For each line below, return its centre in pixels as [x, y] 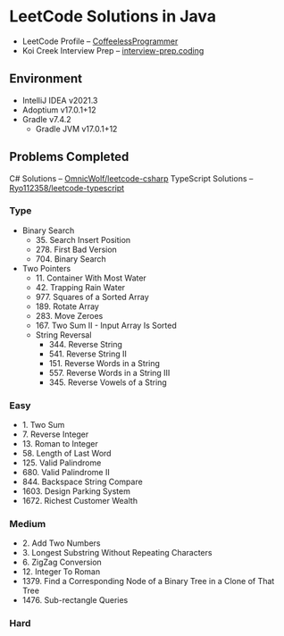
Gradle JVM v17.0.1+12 [76, 129]
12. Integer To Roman [61, 572]
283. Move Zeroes [69, 315]
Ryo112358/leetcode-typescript [67, 188]
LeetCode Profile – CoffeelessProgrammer [100, 41]
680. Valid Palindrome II [66, 473]
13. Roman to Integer [60, 444]
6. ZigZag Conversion [62, 562]
